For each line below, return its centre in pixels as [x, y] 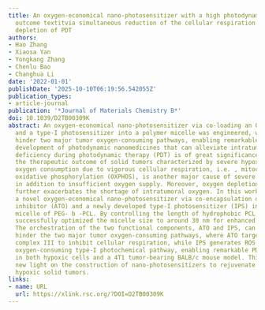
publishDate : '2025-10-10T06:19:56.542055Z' [82, 89]
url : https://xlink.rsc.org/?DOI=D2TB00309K [90, 294]
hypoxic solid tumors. [52, 272]
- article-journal [38, 103]
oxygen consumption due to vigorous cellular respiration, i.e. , [127, 170]
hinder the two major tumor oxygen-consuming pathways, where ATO [127, 236]
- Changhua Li [32, 74]
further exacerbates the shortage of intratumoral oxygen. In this [129, 191]
